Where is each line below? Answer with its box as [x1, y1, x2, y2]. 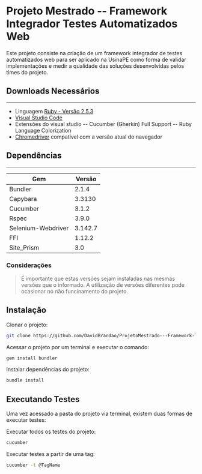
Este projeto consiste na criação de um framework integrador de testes [6, 49, 183, 56]
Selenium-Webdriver [9, 224, 69, 232]
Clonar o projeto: [6, 321, 48, 328]
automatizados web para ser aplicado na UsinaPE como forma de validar [6, 56, 186, 63]
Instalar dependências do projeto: [6, 366, 90, 373]
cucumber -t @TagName [6, 462, 61, 468]
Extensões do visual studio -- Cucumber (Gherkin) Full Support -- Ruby [14, 120, 192, 127]
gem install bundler [6, 355, 58, 361]
